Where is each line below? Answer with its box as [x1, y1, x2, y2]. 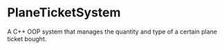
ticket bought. [7, 34, 47, 42]
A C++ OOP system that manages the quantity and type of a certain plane [7, 27, 218, 36]
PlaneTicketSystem [7, 5, 121, 21]
